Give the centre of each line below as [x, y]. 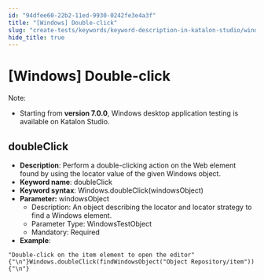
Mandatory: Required [65, 232]
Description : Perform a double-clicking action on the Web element [128, 165]
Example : [35, 240]
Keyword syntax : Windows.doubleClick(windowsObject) [112, 190]
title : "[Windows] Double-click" [63, 23]
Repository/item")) [223, 262]
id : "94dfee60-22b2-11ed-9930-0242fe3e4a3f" [82, 15]
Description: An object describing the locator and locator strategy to [141, 207]
